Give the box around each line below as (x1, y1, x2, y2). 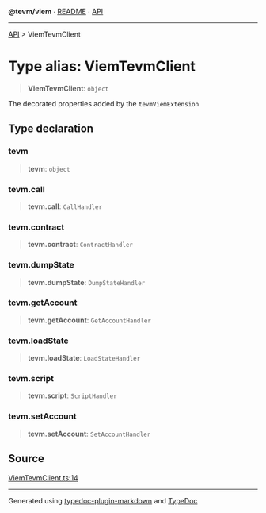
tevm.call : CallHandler (27, 202, 103, 211)
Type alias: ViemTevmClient (8, 57, 196, 75)
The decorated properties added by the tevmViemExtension (8, 98, 199, 108)
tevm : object (27, 164, 70, 173)
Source (8, 452, 45, 465)
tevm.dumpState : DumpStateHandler (27, 277, 146, 287)
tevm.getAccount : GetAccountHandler (27, 315, 152, 325)
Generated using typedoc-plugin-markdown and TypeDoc (8, 496, 198, 505)
